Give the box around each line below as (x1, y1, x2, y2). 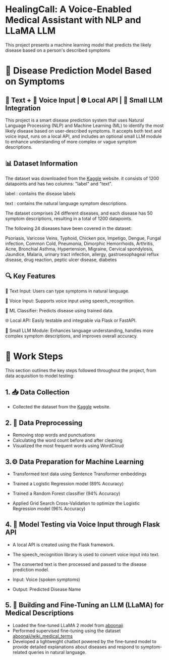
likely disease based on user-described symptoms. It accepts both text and (5, 128, 162, 134)
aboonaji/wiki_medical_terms (12, 633, 73, 639)
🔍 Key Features (5, 272, 55, 280)
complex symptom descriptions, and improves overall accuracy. (5, 333, 138, 339)
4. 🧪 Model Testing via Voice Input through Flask (5, 520, 160, 529)
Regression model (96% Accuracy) (12, 505, 86, 512)
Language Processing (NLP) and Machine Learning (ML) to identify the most (5, 122, 164, 129)
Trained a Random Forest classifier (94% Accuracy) (12, 490, 121, 497)
